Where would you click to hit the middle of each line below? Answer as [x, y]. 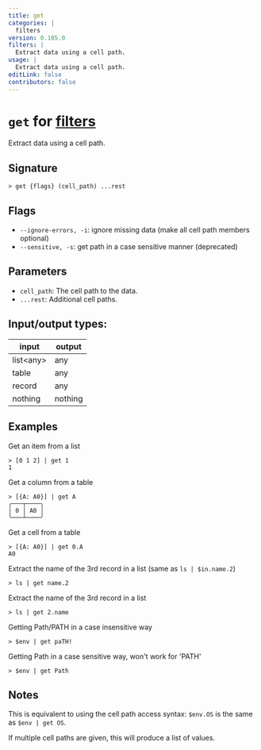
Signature [33, 168]
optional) [34, 238]
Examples [33, 427]
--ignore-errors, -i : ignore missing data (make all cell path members [134, 230]
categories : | [32, 23]
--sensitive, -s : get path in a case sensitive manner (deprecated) [129, 247]
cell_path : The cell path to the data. [79, 290]
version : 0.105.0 [37, 38]
